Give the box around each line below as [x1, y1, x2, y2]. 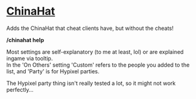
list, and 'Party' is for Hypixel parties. [6, 67, 100, 75]
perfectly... [6, 86, 34, 93]
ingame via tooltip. [6, 54, 53, 62]
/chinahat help [6, 36, 44, 43]
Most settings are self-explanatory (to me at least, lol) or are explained [6, 48, 184, 56]
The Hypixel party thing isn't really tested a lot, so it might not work [6, 79, 176, 87]
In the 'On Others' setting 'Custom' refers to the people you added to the [6, 61, 190, 68]
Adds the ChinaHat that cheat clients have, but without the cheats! [6, 24, 174, 32]
